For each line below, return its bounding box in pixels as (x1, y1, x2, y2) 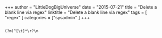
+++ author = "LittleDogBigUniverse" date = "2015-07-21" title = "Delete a (4, 4, 157, 10)
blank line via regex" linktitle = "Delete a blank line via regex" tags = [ (4, 9, 147, 15)
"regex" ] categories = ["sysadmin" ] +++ (4, 15, 90, 20)
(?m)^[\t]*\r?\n (4, 29, 38, 34)
